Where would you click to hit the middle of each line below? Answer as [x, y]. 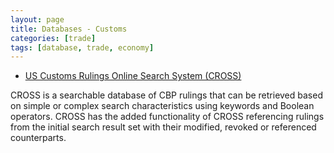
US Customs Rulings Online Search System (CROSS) [133, 76]
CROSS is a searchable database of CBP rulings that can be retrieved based [166, 95]
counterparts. [38, 138]
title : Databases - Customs [69, 29]
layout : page [37, 19]
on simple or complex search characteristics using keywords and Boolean [162, 106]
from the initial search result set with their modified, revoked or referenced [163, 127]
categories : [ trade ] [53, 38]
